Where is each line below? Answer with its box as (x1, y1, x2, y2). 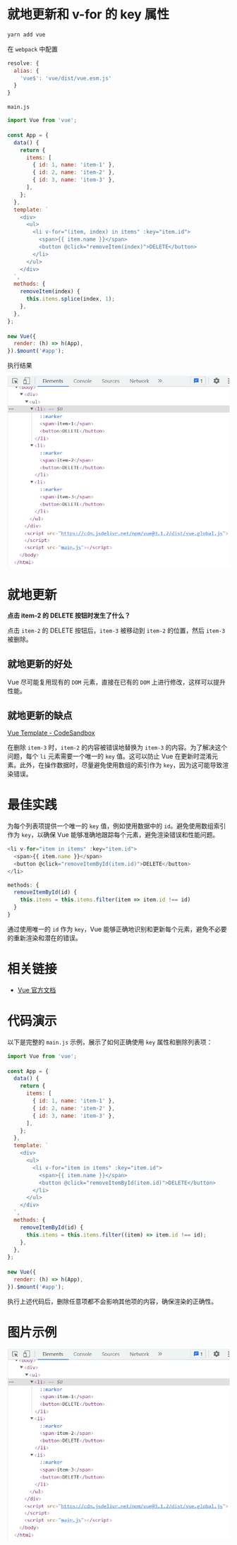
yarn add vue (7, 31, 46, 38)
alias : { (13, 67, 39, 74)
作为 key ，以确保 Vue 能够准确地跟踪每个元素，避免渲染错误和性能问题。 (7, 831, 219, 839)
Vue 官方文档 (17, 985, 56, 994)
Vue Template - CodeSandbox (7, 728, 95, 738)
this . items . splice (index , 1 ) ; (25, 296, 115, 303)
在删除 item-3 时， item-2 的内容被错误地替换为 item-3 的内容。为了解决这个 (7, 743, 228, 752)
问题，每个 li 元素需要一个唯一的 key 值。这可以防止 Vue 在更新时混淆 (7, 752, 212, 761)
